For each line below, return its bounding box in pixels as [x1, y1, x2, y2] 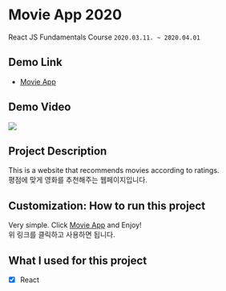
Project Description [8, 144, 107, 158]
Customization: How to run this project [8, 199, 206, 212]
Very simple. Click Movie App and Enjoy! [8, 220, 142, 230]
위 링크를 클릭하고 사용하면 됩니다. [8, 230, 115, 240]
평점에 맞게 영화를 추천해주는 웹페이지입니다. [8, 175, 148, 185]
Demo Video [8, 100, 71, 114]
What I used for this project [8, 253, 147, 267]
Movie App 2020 [8, 6, 123, 24]
